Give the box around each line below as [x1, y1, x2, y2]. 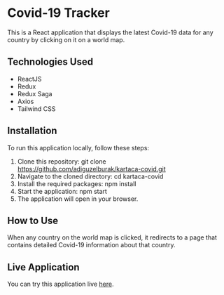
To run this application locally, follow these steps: [7, 143, 149, 152]
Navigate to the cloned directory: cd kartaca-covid [17, 172, 164, 181]
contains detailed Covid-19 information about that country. [7, 241, 176, 249]
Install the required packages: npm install [17, 179, 136, 188]
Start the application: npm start [17, 187, 107, 195]
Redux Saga [17, 89, 52, 98]
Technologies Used [7, 56, 93, 68]
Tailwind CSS [17, 104, 56, 113]
